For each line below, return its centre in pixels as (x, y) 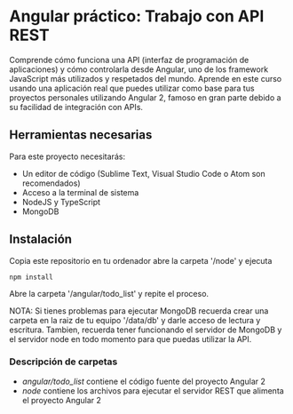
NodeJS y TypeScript (61, 202)
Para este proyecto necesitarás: (67, 156)
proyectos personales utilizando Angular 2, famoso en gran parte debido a (145, 97)
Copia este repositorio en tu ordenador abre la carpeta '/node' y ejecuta (141, 260)
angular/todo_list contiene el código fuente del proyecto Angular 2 (144, 381)
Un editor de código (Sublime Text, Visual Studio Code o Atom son (144, 173)
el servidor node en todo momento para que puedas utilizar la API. (131, 338)
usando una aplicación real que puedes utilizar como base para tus (132, 88)
